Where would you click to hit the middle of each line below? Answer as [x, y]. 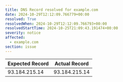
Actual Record [72, 64]
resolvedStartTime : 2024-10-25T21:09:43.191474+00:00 [62, 28]
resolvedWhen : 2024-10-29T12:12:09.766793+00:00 [56, 24]
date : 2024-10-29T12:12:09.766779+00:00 [47, 14]
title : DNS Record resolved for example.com [52, 10]
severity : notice [23, 33]
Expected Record [28, 64]
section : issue [21, 47]
